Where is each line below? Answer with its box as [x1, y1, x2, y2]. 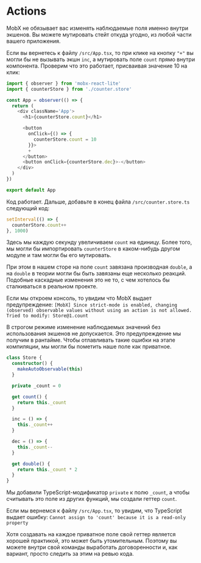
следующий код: [6, 204, 50, 211]
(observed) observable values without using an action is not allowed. [6, 308, 192, 314]
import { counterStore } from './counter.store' [6, 86, 132, 92]
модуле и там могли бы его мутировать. [6, 252, 111, 259]
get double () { [12, 461, 51, 467]
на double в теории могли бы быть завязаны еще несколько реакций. [6, 270, 187, 277]
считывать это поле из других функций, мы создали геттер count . [6, 495, 177, 503]
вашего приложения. [6, 37, 61, 44]
